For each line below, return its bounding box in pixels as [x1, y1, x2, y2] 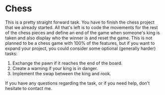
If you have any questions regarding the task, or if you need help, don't [5, 80, 150, 86]
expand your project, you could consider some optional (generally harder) [5, 45, 156, 51]
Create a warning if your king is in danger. [12, 65, 98, 71]
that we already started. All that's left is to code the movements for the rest [5, 24, 158, 30]
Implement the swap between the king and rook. [12, 70, 111, 76]
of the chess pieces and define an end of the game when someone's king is [5, 30, 160, 35]
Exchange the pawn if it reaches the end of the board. [12, 60, 123, 66]
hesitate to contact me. [5, 85, 53, 91]
